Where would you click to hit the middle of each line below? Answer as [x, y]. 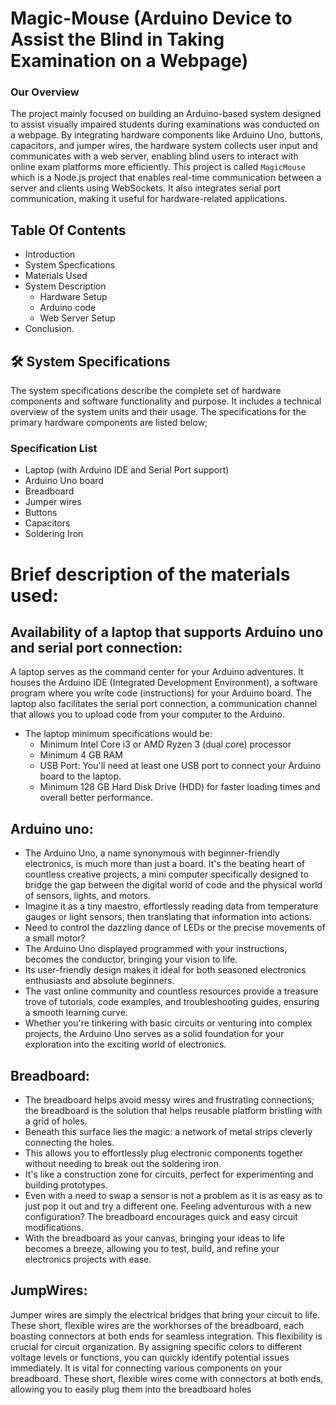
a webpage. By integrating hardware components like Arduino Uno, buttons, [166, 135]
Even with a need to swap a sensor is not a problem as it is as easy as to [173, 1196]
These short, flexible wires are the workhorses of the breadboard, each [157, 1325]
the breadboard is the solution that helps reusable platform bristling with [173, 1111]
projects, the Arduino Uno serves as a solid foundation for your [154, 1034]
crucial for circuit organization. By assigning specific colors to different [156, 1346]
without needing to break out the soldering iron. [123, 1164]
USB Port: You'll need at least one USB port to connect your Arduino [180, 766]
